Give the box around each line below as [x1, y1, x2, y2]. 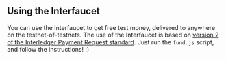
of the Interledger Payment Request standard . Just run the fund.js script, [7, 37, 214, 46]
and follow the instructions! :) [7, 45, 90, 53]
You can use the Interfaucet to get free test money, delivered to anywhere [7, 23, 216, 31]
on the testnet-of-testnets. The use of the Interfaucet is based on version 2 [7, 31, 219, 39]
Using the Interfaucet [7, 5, 101, 17]
